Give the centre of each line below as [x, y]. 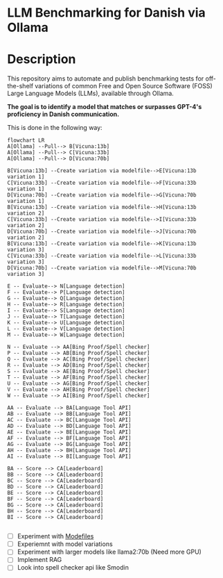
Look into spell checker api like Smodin [73, 568]
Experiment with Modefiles [55, 536]
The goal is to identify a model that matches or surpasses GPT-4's [105, 107]
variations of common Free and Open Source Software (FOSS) [123, 86]
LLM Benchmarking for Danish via [106, 13]
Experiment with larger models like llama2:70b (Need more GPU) [109, 552]
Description [42, 59]
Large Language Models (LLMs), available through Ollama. [91, 93]
